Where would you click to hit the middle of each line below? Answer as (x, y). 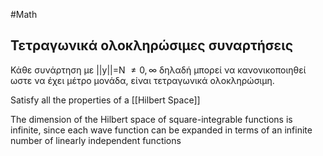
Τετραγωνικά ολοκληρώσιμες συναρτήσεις (152, 45)
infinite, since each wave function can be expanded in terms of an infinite (161, 130)
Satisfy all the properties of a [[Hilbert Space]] (105, 100)
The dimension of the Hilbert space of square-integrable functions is (151, 119)
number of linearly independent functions (96, 140)
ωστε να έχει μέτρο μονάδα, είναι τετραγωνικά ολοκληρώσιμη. (142, 80)
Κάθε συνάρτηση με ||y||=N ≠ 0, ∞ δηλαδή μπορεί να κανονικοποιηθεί (158, 70)
